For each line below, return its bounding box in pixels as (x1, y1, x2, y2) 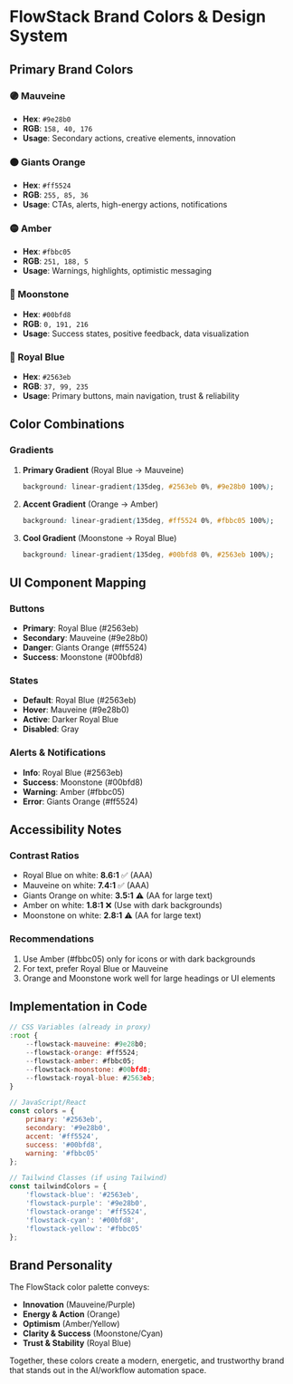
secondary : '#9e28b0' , (25, 1124, 111, 1133)
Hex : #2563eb (22, 372, 71, 382)
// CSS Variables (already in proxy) (9, 1022, 152, 1032)
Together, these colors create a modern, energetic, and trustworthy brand (9, 1355, 285, 1366)
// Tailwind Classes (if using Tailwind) (9, 1174, 168, 1183)
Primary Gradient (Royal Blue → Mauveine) (22, 464, 184, 475)
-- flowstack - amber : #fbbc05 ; (25, 1056, 136, 1066)
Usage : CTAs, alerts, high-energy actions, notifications (22, 199, 228, 210)
